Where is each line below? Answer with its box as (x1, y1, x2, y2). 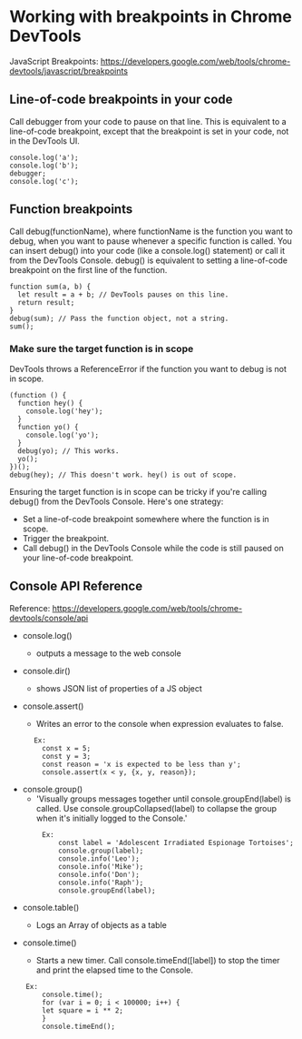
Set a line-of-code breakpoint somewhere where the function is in (22, 513, 269, 524)
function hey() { (17, 398, 83, 408)
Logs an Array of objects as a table (35, 919, 168, 930)
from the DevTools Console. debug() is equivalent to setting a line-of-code (9, 255, 288, 266)
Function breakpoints (9, 202, 133, 217)
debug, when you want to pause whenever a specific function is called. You (9, 235, 293, 247)
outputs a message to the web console (35, 648, 181, 659)
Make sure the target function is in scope (9, 343, 194, 356)
